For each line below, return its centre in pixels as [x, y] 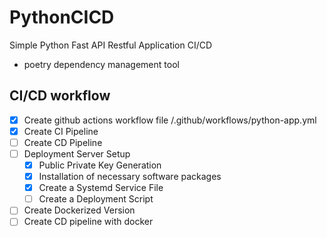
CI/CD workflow [60, 96]
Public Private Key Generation [100, 165]
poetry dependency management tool [101, 64]
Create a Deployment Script [96, 199]
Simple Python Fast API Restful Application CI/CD [111, 45]
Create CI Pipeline [61, 131]
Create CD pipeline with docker [88, 222]
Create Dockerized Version [79, 210]
